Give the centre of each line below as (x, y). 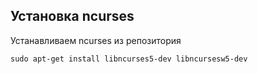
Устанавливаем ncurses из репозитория (96, 40)
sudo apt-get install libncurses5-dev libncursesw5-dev (129, 59)
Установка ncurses (72, 16)
